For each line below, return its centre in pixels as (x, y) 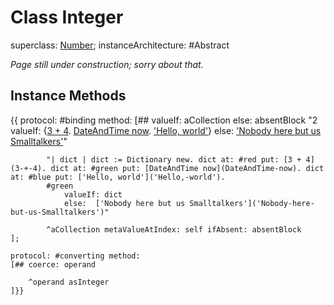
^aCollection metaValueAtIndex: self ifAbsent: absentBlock (174, 229)
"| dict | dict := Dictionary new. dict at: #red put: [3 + (174, 159)
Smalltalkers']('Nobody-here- (252, 203)
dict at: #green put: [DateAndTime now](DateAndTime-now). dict (187, 168)
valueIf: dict (93, 194)
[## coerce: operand (53, 264)
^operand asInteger (69, 282)
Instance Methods (68, 96)
